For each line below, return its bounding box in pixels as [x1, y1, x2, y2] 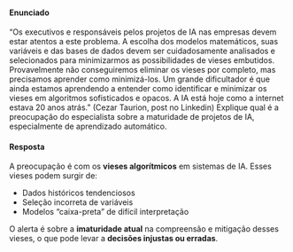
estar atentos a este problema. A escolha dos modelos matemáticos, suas [9, 36, 279, 47]
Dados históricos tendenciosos [21, 187, 135, 199]
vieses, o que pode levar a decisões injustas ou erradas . [9, 233, 219, 244]
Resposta [9, 141, 45, 152]
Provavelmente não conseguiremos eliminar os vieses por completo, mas [9, 65, 276, 75]
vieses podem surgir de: [9, 170, 97, 181]
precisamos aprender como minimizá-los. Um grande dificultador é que [9, 74, 270, 84]
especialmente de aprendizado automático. [9, 121, 167, 132]
